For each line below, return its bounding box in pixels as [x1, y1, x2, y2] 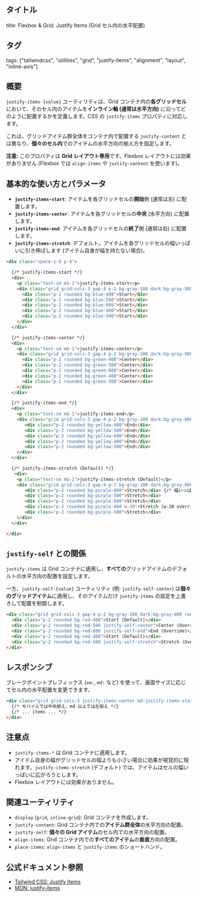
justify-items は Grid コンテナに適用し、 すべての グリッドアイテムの [6, 565, 172, 572]
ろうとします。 [45, 771, 81, 778]
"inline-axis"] [6, 63, 38, 70]
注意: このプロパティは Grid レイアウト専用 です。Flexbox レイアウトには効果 [6, 152, 191, 160]
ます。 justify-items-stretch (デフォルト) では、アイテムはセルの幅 [19, 763, 184, 770]
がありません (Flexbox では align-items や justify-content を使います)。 [6, 160, 183, 167]
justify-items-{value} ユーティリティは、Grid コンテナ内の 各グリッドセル [6, 98, 187, 105]
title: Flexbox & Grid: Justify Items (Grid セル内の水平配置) [6, 22, 145, 29]
